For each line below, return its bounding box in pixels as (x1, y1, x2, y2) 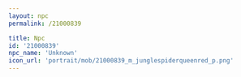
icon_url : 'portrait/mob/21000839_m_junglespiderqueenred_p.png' (8, 57, 234, 65)
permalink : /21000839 (8, 19, 82, 28)
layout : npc (8, 11, 49, 20)
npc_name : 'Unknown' (8, 49, 79, 58)
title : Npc (8, 34, 45, 42)
